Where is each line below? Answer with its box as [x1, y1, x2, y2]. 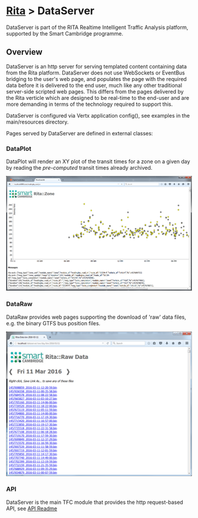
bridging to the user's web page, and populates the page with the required [6, 75, 187, 82]
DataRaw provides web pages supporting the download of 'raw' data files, [6, 313, 187, 320]
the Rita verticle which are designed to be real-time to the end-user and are [6, 94, 190, 101]
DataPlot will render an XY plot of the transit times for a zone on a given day [6, 158, 190, 165]
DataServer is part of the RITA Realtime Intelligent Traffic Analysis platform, [6, 24, 189, 31]
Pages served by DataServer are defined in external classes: [6, 129, 153, 137]
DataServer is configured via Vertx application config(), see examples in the [6, 112, 190, 119]
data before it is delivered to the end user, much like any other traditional [6, 82, 183, 89]
